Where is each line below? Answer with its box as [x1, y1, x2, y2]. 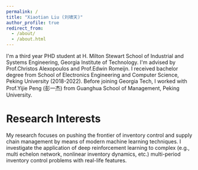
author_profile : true [6, 20, 60, 25]
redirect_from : [6, 25, 44, 31]
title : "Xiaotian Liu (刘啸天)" [6, 14, 83, 20]
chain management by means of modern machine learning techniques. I [6, 137, 181, 145]
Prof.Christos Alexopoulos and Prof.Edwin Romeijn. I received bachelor [6, 65, 178, 72]
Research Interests [6, 112, 101, 126]
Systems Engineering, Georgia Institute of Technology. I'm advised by [6, 59, 176, 66]
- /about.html [11, 36, 46, 42]
